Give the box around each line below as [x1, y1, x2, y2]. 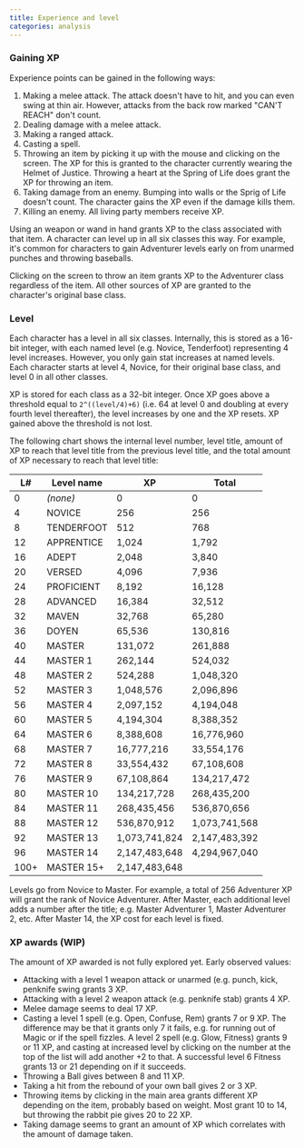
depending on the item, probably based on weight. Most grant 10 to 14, [22, 1100, 288, 1111]
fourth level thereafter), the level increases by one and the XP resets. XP [9, 408, 279, 419]
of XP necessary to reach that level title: [9, 455, 159, 466]
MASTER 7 [46, 743, 93, 755]
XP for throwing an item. [22, 176, 113, 187]
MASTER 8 [46, 758, 93, 771]
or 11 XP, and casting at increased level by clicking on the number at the [22, 1042, 291, 1053]
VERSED [46, 565, 83, 578]
